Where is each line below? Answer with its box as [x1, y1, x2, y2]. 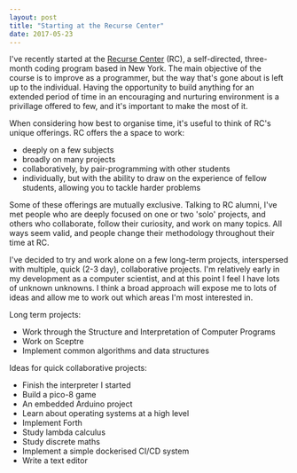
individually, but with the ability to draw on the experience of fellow [21, 173, 268, 184]
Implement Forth [21, 418, 82, 429]
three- [245, 54, 268, 65]
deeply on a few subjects [21, 145, 114, 155]
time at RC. [9, 237, 50, 248]
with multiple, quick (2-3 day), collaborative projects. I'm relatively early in [9, 264, 280, 275]
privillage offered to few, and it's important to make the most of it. [9, 101, 248, 112]
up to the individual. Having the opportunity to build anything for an [9, 82, 254, 93]
